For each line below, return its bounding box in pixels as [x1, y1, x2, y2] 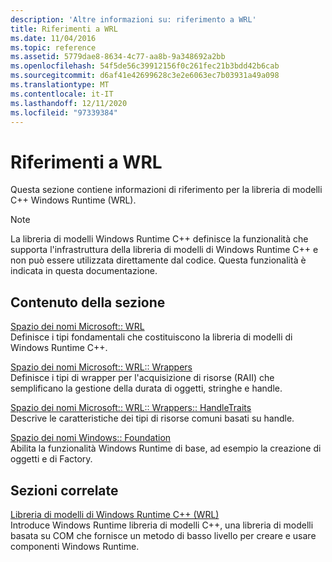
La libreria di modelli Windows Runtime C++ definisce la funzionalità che [10, 233, 309, 245]
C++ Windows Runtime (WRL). [10, 194, 137, 206]
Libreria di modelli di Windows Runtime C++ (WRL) [10, 508, 220, 520]
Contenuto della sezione [10, 294, 166, 311]
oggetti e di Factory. [10, 453, 93, 465]
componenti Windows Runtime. [10, 540, 140, 552]
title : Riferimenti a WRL [10, 24, 118, 34]
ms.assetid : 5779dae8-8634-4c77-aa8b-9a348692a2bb [10, 52, 226, 62]
